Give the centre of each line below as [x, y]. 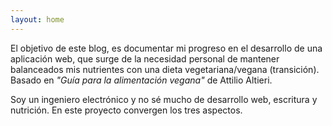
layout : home [37, 19]
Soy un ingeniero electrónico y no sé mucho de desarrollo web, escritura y [164, 99]
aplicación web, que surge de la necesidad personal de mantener [145, 58]
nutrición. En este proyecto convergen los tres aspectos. [126, 110]
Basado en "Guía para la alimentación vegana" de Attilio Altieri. [141, 80]
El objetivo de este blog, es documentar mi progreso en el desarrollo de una [166, 48]
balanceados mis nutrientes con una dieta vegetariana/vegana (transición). [165, 69]
